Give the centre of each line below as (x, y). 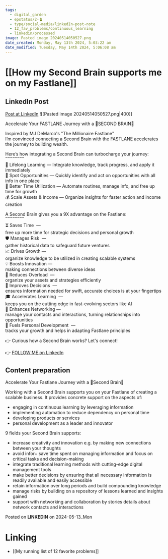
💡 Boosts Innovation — (29, 263)
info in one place (23, 181)
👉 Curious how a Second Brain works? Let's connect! (62, 341)
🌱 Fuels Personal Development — (40, 325)
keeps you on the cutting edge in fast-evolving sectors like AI (69, 304)
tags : (11, 10)
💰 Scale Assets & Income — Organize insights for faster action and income (83, 197)
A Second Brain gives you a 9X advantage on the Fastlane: (66, 214)
